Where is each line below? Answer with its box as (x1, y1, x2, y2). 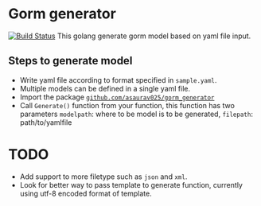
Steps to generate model (8, 54, 133, 68)
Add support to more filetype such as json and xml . (19, 172, 188, 181)
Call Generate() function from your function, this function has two (19, 100, 235, 110)
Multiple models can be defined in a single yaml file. (19, 84, 191, 93)
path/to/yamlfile (19, 117, 72, 127)
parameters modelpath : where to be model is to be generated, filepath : (19, 109, 253, 119)
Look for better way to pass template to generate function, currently (19, 180, 243, 189)
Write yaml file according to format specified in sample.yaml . (19, 75, 217, 84)
